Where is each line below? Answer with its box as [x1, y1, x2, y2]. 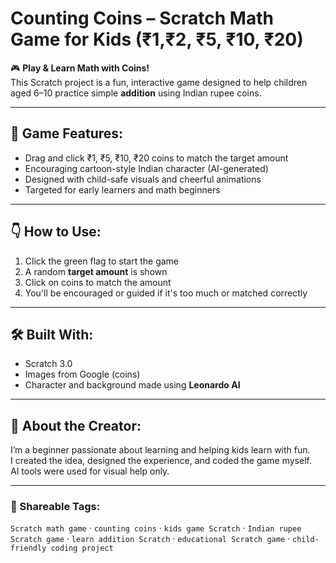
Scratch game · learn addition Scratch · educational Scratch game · [10, 533, 291, 545]
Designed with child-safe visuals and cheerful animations [24, 173, 262, 185]
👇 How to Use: [10, 223, 102, 241]
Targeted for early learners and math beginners [24, 183, 221, 196]
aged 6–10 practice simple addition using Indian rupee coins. [10, 87, 262, 99]
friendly [10, 543, 47, 554]
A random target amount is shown [24, 265, 168, 277]
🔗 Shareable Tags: [10, 500, 101, 514]
